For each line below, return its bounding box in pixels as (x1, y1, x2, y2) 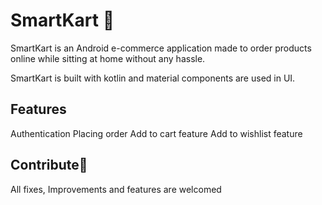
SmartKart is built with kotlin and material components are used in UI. (10, 72, 296, 84)
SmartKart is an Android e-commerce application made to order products (10, 42, 312, 54)
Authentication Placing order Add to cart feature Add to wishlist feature (10, 127, 303, 139)
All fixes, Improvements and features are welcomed (10, 183, 222, 195)
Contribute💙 (10, 157, 88, 174)
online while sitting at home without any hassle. (10, 52, 206, 64)
